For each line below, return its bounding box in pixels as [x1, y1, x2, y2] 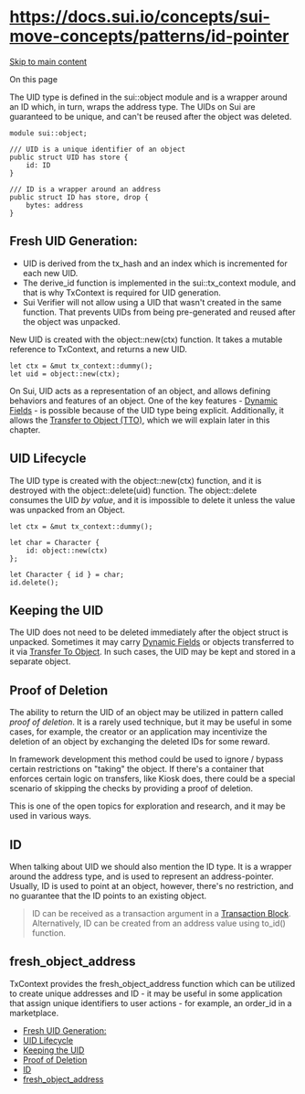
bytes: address [26, 200, 84, 209]
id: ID [26, 160, 51, 170]
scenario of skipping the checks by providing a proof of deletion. [9, 783, 254, 794]
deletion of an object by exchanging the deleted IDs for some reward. [9, 736, 270, 747]
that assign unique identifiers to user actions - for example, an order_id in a [9, 997, 292, 1008]
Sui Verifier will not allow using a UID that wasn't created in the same [22, 296, 282, 307]
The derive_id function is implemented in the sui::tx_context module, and [22, 277, 297, 288]
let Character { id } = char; [9, 570, 125, 579]
